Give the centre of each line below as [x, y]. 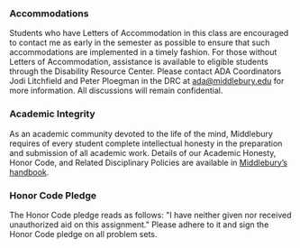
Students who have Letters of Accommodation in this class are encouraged [149, 33]
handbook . [29, 172]
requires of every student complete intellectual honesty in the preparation [146, 143]
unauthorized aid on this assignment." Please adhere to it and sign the [139, 225]
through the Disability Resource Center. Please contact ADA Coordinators [145, 71]
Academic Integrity [53, 114]
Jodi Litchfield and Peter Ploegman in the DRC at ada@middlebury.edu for [147, 81]
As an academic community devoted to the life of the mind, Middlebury [141, 133]
